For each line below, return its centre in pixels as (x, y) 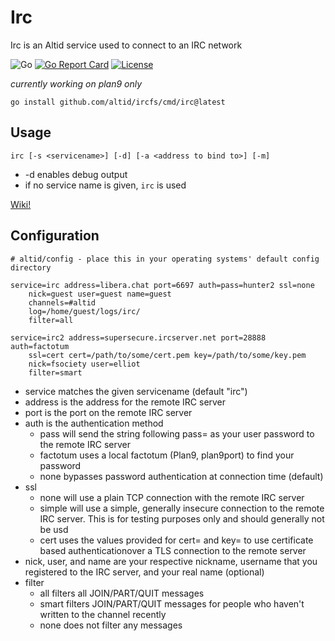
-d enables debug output (76, 174)
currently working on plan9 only (76, 83)
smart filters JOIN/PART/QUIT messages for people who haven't (172, 603)
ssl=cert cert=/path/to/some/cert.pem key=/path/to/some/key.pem (167, 355)
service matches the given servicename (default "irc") (136, 391)
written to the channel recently (103, 614)
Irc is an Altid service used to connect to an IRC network (126, 45)
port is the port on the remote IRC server (108, 412)
